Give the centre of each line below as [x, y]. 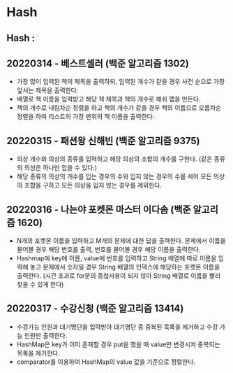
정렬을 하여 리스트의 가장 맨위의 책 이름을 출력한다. [85, 117]
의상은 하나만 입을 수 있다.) [61, 168]
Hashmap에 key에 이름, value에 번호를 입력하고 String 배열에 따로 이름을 [116, 258]
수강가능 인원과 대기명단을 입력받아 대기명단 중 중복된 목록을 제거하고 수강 [117, 327]
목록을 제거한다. [38, 353]
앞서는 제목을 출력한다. [47, 90]
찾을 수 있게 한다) [40, 285]
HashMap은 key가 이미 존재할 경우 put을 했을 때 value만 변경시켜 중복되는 [118, 344]
